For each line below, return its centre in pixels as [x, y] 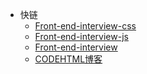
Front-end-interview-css [85, 26]
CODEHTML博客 [68, 59]
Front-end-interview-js [81, 36]
